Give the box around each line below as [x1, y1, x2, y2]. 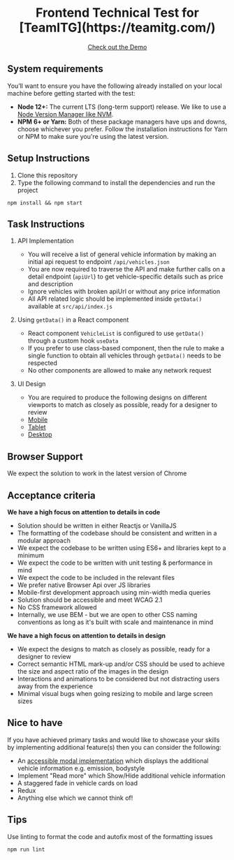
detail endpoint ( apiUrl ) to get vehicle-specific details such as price [27, 272, 224, 281]
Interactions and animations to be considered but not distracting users [17, 675, 220, 683]
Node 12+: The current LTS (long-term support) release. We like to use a [17, 103, 227, 111]
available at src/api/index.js [27, 302, 113, 311]
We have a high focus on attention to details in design [7, 632, 166, 639]
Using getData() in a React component [17, 316, 129, 324]
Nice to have [7, 717, 63, 729]
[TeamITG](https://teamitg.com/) [19, 20, 216, 36]
